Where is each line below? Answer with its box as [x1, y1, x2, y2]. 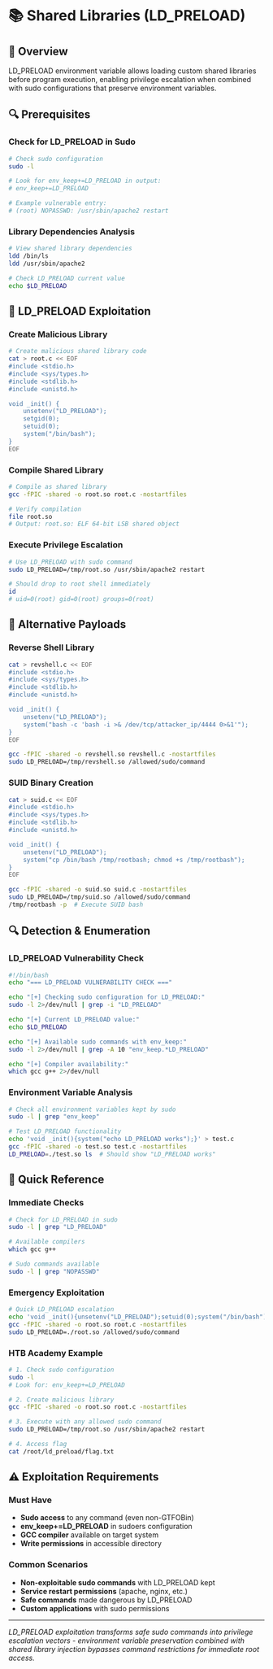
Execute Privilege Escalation [8, 539, 123, 551]
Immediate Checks [8, 1197, 84, 1209]
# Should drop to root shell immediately [8, 580, 151, 588]
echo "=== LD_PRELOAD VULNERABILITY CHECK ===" [8, 978, 173, 987]
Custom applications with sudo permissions [19, 1603, 170, 1613]
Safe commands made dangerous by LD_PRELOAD [19, 1595, 193, 1605]
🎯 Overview [8, 44, 68, 58]
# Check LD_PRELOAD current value [8, 274, 126, 282]
